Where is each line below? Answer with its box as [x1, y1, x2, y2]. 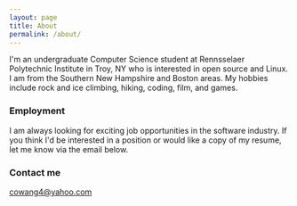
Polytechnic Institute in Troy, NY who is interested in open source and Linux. [9, 63, 289, 74]
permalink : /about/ [9, 29, 82, 38]
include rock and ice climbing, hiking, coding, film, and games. [9, 82, 238, 94]
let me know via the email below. [9, 144, 129, 154]
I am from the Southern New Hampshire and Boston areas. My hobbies [9, 73, 269, 84]
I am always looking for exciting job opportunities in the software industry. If [9, 125, 287, 136]
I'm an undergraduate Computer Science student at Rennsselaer [9, 54, 245, 65]
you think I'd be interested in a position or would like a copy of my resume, [9, 135, 282, 145]
